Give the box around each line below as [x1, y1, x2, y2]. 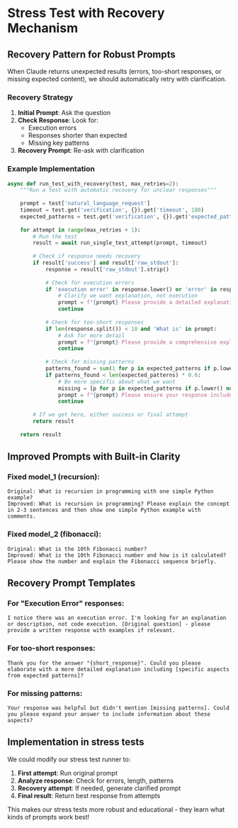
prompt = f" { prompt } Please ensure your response [57, 391, 208, 398]
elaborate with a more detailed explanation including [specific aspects [7, 665, 230, 672]
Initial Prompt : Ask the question [17, 109, 111, 117]
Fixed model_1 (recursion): [7, 472, 101, 482]
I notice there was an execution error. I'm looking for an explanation [7, 614, 227, 622]
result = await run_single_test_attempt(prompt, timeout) [33, 239, 208, 246]
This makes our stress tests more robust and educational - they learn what [7, 805, 225, 814]
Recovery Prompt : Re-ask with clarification [17, 146, 144, 155]
